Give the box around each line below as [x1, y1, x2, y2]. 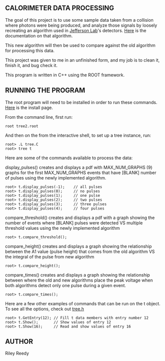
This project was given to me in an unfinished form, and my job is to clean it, [5, 57, 160, 63]
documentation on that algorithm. [5, 33, 73, 38]
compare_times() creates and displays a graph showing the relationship [5, 272, 150, 278]
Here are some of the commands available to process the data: [5, 155, 133, 161]
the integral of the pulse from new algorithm [5, 253, 95, 259]
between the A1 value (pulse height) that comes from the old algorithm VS [5, 249, 155, 254]
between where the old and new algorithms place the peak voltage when [5, 277, 153, 283]
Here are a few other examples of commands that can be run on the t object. [5, 300, 161, 306]
